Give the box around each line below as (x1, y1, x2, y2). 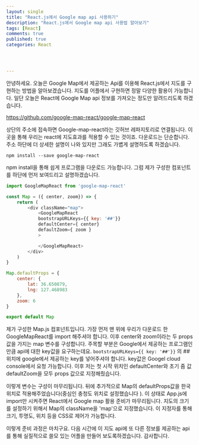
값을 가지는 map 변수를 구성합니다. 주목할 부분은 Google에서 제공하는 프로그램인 (6, 341, 193, 348)
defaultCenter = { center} (37, 221, 100, 227)
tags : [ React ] (6, 25, 42, 31)
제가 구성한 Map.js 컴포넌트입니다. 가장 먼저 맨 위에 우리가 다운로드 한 (6, 326, 168, 333)
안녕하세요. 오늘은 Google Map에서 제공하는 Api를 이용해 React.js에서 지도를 (6, 80, 186, 87)
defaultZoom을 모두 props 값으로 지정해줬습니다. (6, 370, 122, 377)
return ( (17, 199, 39, 205)
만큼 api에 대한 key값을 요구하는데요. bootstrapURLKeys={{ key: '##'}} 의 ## (6, 348, 190, 355)
